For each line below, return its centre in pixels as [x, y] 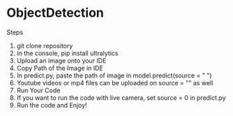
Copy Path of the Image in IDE [60, 68]
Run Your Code [38, 90]
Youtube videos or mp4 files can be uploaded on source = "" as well [115, 82]
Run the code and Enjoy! [52, 105]
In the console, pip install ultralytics [67, 53]
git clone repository [45, 45]
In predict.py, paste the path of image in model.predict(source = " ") [114, 75]
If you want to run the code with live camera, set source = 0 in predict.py [121, 97]
